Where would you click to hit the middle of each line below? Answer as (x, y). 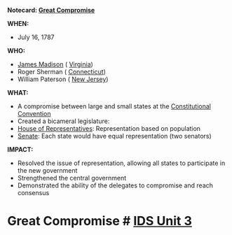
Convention (34, 114)
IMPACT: (20, 149)
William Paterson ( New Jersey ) (63, 79)
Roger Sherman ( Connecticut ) (62, 72)
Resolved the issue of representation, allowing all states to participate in (121, 163)
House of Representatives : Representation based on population (109, 128)
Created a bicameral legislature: (63, 121)
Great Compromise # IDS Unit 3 (100, 221)
